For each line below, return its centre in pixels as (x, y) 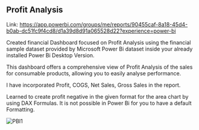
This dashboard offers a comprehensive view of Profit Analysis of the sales (99, 67)
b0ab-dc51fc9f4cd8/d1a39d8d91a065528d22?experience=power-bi (91, 31)
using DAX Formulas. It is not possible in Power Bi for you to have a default (99, 103)
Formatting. (21, 109)
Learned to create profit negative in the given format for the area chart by (97, 96)
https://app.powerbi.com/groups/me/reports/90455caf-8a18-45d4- (104, 24)
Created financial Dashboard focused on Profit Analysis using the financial (99, 42)
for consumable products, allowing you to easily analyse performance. (94, 73)
